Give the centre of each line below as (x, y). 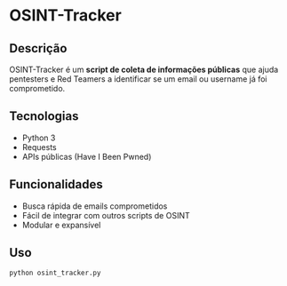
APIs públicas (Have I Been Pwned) (87, 156)
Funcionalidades (56, 184)
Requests (39, 147)
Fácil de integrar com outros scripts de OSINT (106, 215)
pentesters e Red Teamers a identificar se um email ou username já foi (138, 79)
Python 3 (39, 138)
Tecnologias (44, 116)
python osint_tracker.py (55, 273)
